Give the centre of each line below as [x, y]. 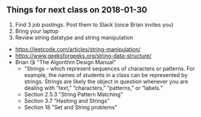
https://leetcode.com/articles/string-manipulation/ [78, 49]
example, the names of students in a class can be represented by [106, 75]
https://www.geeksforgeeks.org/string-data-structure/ [83, 55]
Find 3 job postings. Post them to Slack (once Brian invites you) [94, 24]
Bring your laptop [37, 31]
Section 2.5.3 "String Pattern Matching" [73, 94]
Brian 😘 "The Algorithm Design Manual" [66, 62]
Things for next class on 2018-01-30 [77, 10]
